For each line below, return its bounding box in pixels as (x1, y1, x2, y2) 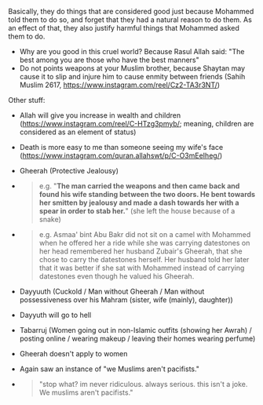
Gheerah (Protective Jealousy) (19, 166, 119, 175)
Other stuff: (8, 96, 46, 104)
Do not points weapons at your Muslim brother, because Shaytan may (19, 64, 246, 73)
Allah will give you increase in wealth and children (19, 111, 181, 120)
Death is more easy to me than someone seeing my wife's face (19, 143, 224, 151)
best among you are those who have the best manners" (19, 55, 200, 64)
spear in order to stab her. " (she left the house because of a (38, 206, 236, 215)
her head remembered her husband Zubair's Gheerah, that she (38, 246, 243, 256)
